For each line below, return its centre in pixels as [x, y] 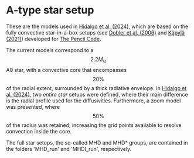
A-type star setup [50, 10]
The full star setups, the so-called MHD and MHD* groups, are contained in [97, 142]
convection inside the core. [39, 131]
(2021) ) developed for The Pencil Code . [54, 39]
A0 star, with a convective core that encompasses [67, 70]
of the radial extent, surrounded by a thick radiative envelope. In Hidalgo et [96, 88]
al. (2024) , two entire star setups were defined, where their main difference [97, 94]
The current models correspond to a [50, 50]
